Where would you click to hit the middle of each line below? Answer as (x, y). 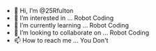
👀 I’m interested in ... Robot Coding (63, 18)
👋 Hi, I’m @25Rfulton (44, 11)
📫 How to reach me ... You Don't (61, 40)
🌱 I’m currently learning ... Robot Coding (71, 25)
